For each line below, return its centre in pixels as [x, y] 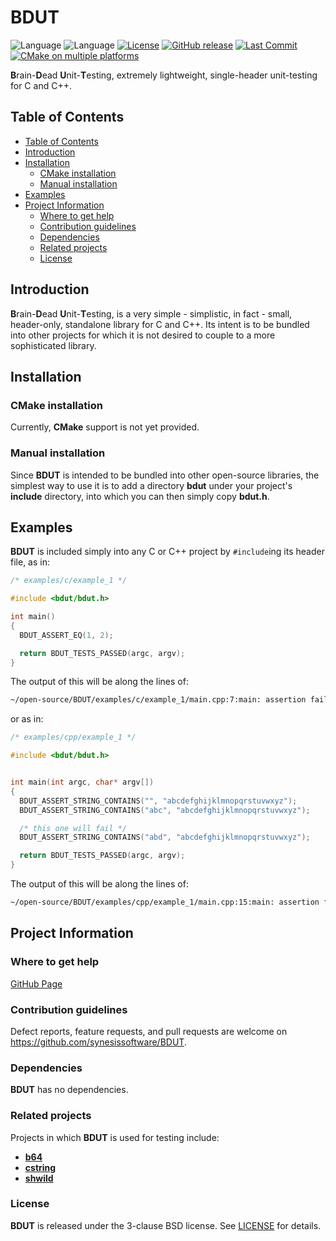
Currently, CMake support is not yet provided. [105, 427]
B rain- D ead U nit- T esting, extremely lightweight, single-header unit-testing [164, 75]
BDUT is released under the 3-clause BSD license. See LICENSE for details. [166, 1225]
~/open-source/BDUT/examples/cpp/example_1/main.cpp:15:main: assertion [165, 902]
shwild [39, 1178]
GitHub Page [36, 983]
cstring [40, 1167]
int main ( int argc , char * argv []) [82, 782]
